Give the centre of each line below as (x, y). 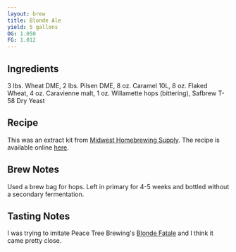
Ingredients (33, 69)
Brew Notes (33, 170)
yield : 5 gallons (33, 27)
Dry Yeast (31, 100)
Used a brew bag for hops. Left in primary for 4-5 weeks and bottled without (118, 186)
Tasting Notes (39, 216)
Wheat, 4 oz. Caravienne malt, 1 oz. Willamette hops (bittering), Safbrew (112, 93)
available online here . (38, 147)
